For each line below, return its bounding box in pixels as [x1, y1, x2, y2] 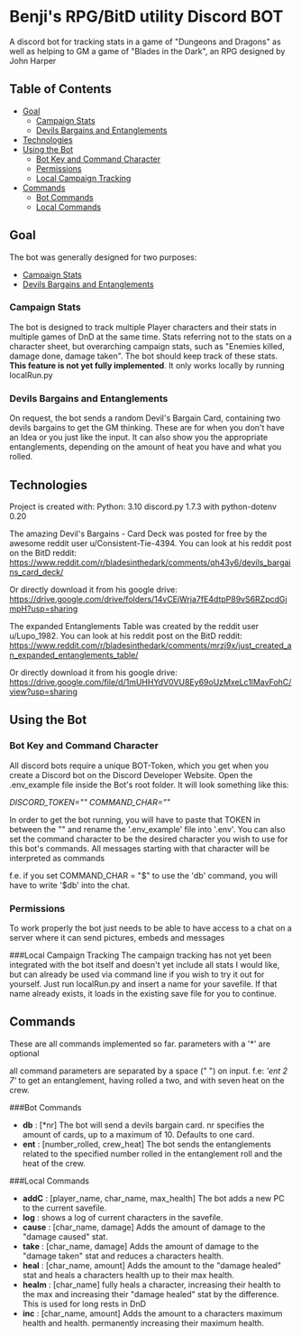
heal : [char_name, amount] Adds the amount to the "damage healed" [22, 1259, 282, 1270]
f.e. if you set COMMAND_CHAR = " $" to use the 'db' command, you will [9, 869, 278, 881]
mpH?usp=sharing [9, 603, 78, 614]
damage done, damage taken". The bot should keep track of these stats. [9, 350, 278, 361]
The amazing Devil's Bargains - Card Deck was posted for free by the [9, 528, 268, 539]
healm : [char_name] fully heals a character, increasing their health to [22, 1279, 281, 1290]
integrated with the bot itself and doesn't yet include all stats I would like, [9, 959, 280, 970]
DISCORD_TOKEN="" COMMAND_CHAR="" [9, 796, 171, 807]
